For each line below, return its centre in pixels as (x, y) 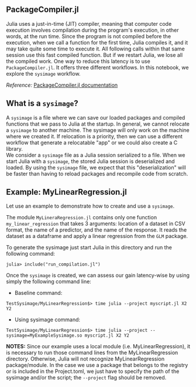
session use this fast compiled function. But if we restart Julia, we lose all (94, 55)
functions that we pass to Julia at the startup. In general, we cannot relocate (98, 124)
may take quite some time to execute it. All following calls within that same (96, 49)
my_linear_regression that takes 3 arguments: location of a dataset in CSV (96, 224)
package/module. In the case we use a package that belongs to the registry (97, 365)
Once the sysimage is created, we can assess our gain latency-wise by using (98, 276)
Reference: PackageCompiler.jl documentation (62, 85)
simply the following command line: (49, 281)
